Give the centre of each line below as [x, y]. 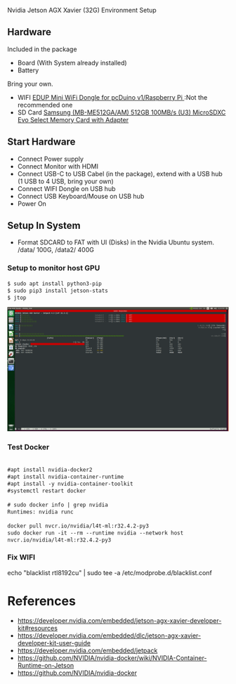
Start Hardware [41, 142]
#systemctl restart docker [47, 491]
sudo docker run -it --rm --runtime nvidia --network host [96, 533]
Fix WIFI [21, 558]
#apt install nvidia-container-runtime [66, 477]
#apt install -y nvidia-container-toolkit [70, 484]
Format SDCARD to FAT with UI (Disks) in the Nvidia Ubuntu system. [116, 242]
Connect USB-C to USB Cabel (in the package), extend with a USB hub [120, 173]
